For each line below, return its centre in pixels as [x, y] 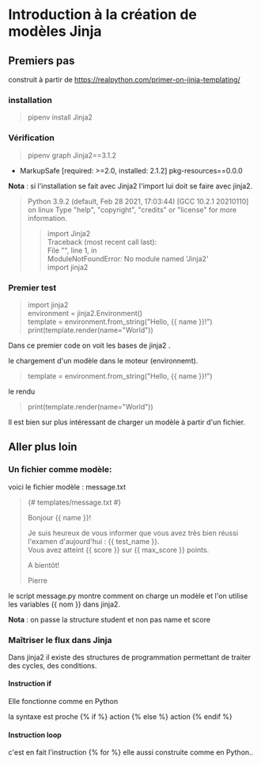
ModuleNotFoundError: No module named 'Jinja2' [128, 258]
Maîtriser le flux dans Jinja [60, 640]
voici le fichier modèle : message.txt [67, 487]
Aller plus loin [43, 447]
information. [47, 218]
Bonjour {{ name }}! [59, 517]
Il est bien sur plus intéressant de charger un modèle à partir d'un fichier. [127, 422]
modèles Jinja [55, 31]
